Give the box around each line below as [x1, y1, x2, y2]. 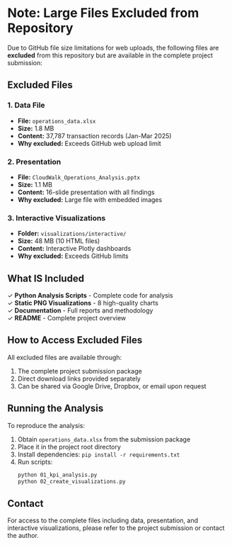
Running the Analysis [7, 403, 104, 415]
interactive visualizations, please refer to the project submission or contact [7, 524, 225, 532]
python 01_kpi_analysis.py [17, 471, 98, 478]
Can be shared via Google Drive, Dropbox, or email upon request [17, 381, 207, 391]
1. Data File [7, 101, 45, 111]
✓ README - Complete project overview [7, 314, 127, 322]
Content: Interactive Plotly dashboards [17, 245, 132, 253]
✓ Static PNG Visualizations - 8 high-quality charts [7, 299, 159, 308]
